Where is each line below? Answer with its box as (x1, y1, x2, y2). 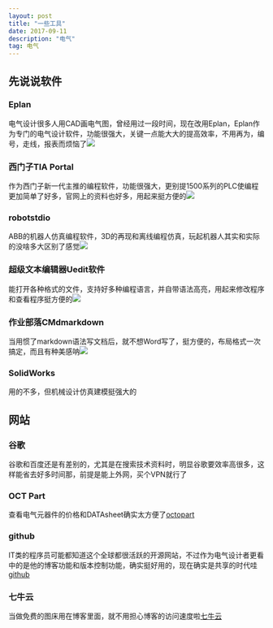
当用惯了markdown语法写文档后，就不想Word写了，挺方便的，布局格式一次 (8, 336, 262, 346)
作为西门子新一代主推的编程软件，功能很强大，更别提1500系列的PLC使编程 (8, 181, 259, 191)
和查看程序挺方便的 (8, 294, 73, 304)
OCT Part (8, 490, 46, 501)
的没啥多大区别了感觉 (8, 241, 80, 252)
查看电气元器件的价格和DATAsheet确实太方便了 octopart (8, 509, 195, 520)
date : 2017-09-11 (8, 27, 67, 35)
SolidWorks (8, 367, 55, 379)
